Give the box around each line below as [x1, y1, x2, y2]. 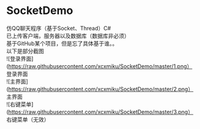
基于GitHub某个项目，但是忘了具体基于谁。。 [6, 40, 118, 47]
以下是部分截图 [6, 47, 44, 55]
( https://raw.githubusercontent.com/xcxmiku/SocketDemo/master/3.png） [6, 108, 194, 116]
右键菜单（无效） [6, 116, 50, 123]
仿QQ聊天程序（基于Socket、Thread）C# [6, 24, 111, 32]
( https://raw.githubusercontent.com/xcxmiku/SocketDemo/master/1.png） [6, 62, 193, 70]
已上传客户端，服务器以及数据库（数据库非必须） [6, 32, 130, 40]
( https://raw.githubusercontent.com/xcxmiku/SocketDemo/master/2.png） [6, 85, 194, 92]
